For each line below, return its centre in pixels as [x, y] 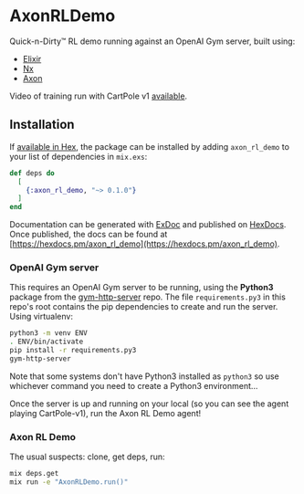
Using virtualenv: [41, 317]
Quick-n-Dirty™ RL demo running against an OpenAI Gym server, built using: [152, 41]
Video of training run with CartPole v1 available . [99, 96]
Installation [42, 125]
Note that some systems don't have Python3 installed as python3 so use [145, 376]
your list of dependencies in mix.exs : [79, 156]
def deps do [32, 173]
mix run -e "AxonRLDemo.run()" [69, 482]
